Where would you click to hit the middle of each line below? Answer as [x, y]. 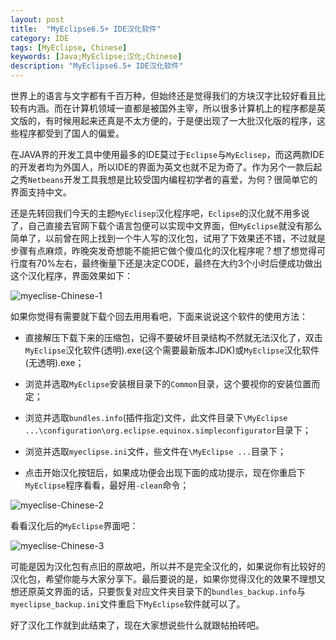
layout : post [37, 19]
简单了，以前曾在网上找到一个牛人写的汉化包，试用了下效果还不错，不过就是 [168, 238]
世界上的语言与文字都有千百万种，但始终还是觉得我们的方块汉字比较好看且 [163, 95]
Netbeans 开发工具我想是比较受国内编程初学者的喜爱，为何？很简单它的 [173, 179]
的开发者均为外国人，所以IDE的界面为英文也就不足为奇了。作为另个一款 [157, 167]
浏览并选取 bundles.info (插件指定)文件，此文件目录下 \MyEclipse [156, 417]
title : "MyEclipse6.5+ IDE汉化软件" [86, 29]
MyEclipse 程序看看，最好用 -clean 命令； [107, 485]
